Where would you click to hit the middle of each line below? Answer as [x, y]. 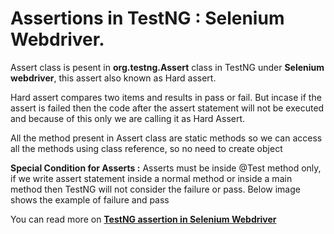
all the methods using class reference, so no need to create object [146, 148]
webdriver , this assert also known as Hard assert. [113, 78]
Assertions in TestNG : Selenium [147, 18]
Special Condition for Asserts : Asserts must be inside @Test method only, [166, 168]
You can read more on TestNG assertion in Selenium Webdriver [143, 219]
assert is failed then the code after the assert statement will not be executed [167, 108]
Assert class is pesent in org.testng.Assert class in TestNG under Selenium [167, 67]
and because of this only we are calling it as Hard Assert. [128, 118]
